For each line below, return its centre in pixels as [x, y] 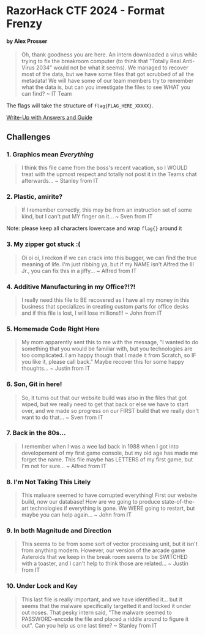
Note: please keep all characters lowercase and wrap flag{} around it [94, 228]
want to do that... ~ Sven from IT [62, 417]
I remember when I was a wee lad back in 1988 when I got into [100, 446]
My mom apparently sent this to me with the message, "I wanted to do [110, 342]
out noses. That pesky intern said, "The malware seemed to [97, 612]
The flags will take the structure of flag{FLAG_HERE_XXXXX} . [80, 106]
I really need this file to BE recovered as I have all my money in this [105, 300]
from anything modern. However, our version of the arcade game [103, 550]
